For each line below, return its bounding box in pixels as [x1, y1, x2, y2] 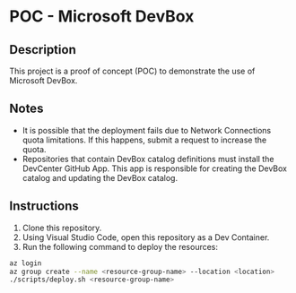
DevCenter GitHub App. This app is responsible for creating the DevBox [22, 163, 287, 174]
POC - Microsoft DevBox [9, 6, 195, 27]
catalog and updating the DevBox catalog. [22, 172, 178, 183]
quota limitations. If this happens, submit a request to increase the [22, 134, 267, 145]
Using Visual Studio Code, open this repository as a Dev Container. [22, 231, 270, 243]
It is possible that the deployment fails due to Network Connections [22, 125, 272, 135]
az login [9, 258, 42, 268]
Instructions [9, 199, 79, 214]
